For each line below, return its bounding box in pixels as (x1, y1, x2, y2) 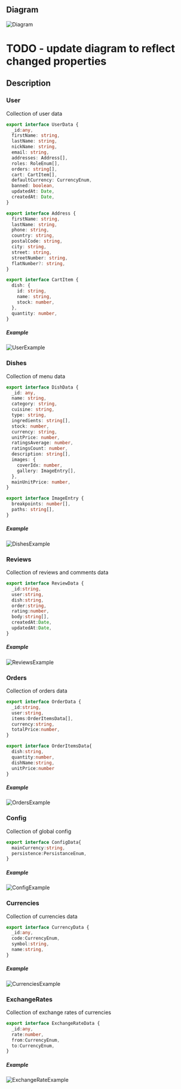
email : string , (11, 149, 50, 155)
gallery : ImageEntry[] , (17, 468, 76, 474)
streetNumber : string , (11, 255, 68, 261)
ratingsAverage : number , (11, 440, 73, 446)
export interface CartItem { (6, 277, 79, 283)
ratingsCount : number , (11, 446, 68, 452)
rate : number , (11, 1031, 44, 1037)
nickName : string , (11, 144, 58, 150)
